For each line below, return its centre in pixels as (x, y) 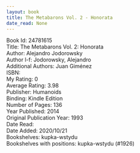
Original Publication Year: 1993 (45, 118)
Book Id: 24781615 (29, 41)
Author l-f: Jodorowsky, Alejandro (49, 60)
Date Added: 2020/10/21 (37, 131)
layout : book (23, 12)
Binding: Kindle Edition (34, 98)
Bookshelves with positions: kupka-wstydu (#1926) (71, 144)
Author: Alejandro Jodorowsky (45, 53)
